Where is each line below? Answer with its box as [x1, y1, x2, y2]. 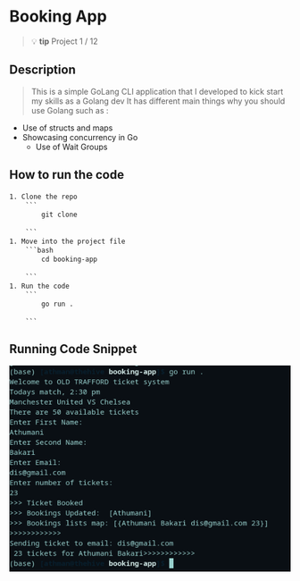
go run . [41, 299, 74, 308]
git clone [41, 210, 78, 219]
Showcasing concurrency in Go [21, 131, 138, 142]
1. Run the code [9, 282, 70, 290]
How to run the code [9, 167, 125, 182]
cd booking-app [41, 255, 98, 264]
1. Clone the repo [9, 192, 78, 201]
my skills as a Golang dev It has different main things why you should [30, 96, 286, 106]
